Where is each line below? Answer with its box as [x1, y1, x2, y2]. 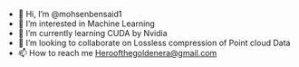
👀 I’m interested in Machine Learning [17, 18, 156, 29]
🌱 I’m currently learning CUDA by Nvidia [17, 28, 168, 38]
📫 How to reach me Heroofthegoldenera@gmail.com [17, 48, 217, 58]
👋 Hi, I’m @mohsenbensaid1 [17, 9, 122, 19]
